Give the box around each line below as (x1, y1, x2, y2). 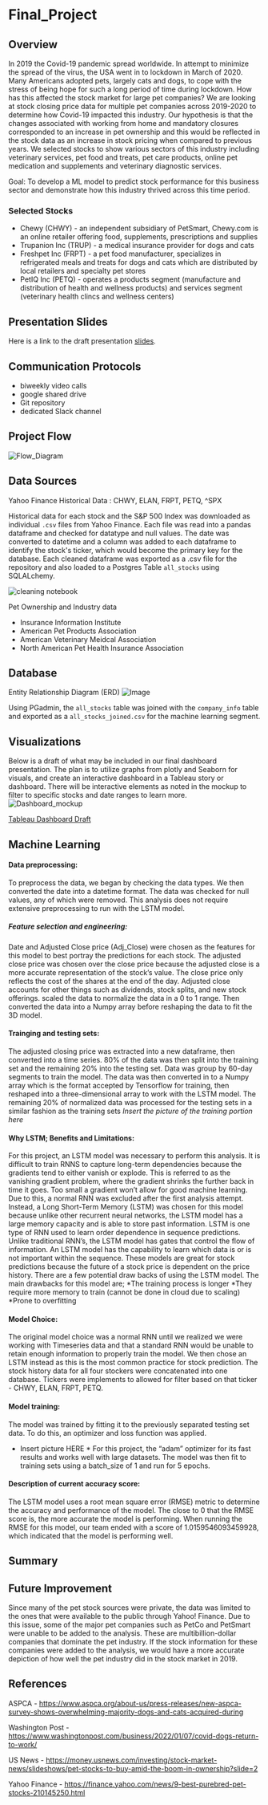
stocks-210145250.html (8, 1787, 86, 1797)
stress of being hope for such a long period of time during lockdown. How (8, 84, 252, 94)
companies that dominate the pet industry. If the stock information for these (8, 1636, 258, 1646)
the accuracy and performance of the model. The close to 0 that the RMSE (8, 1505, 254, 1514)
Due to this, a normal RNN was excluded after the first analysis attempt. (8, 1193, 244, 1203)
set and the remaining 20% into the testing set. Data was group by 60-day (8, 1063, 254, 1073)
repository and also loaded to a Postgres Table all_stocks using (8, 562, 220, 571)
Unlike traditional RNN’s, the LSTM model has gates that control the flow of (8, 1236, 255, 1246)
